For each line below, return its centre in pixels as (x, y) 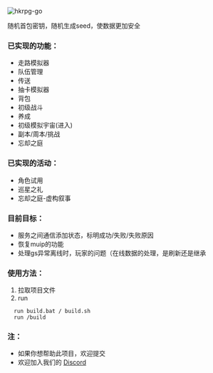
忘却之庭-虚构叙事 (44, 198)
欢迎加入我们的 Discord (52, 362)
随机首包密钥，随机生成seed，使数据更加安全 (74, 26)
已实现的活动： (33, 163)
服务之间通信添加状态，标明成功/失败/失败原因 (85, 235)
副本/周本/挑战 (39, 134)
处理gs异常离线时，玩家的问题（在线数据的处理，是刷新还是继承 (112, 252)
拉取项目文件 (36, 290)
